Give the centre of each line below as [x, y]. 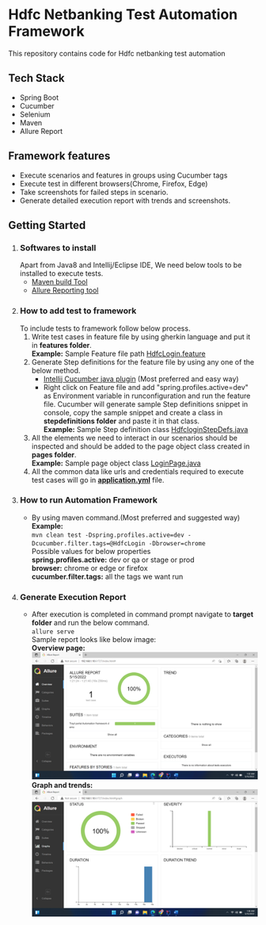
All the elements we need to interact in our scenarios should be [134, 438]
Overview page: [58, 648]
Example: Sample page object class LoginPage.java [116, 463]
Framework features [59, 156]
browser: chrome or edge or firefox [89, 568]
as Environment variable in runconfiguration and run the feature [147, 396]
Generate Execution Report [73, 597]
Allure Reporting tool [65, 290]
